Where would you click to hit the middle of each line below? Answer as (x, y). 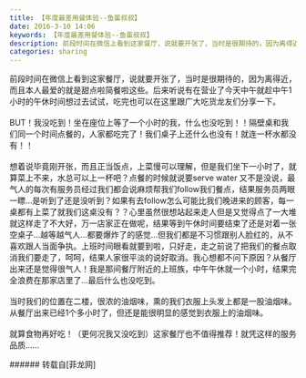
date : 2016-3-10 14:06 (52, 26)
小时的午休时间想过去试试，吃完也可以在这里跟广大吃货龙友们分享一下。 (145, 102)
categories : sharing (49, 52)
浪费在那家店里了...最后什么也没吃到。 (89, 281)
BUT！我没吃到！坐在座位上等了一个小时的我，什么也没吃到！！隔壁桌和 (145, 123)
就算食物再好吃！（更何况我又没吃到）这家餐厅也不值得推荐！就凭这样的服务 (153, 334)
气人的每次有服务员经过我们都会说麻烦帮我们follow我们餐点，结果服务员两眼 (153, 189)
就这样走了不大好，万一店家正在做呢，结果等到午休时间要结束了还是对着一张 (153, 223)
